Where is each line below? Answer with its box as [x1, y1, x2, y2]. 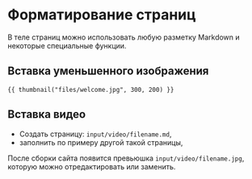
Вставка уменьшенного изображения [7, 65, 209, 78]
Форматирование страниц [7, 6, 196, 24]
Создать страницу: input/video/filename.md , [19, 129, 172, 139]
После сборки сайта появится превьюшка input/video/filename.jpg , [7, 153, 245, 163]
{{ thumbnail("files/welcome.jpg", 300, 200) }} [7, 85, 174, 94]
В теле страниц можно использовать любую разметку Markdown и [7, 32, 240, 42]
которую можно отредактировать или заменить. [7, 161, 176, 171]
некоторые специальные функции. [7, 40, 127, 50]
